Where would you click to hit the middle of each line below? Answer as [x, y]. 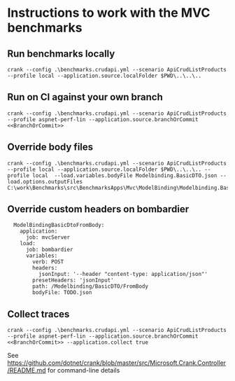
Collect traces [38, 314]
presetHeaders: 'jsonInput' [73, 280]
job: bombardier [49, 250]
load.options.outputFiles [45, 181]
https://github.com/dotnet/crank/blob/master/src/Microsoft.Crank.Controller [116, 363]
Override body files [50, 147]
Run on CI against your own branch [85, 97]
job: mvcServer [48, 237]
